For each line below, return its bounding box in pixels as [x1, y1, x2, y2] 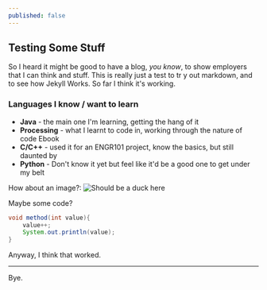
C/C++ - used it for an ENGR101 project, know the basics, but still [19, 142, 234, 152]
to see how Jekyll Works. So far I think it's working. [8, 79, 176, 88]
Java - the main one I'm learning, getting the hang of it [19, 117, 199, 126]
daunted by [19, 150, 58, 160]
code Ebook [19, 133, 60, 143]
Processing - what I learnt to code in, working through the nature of [19, 125, 242, 135]
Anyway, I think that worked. [8, 250, 102, 260]
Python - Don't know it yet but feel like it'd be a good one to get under [19, 159, 250, 168]
